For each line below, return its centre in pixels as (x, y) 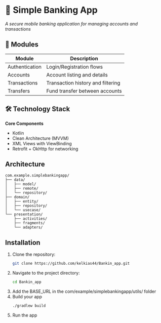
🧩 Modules (22, 45)
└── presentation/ (24, 214)
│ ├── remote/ (22, 189)
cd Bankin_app (27, 282)
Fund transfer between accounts (84, 91)
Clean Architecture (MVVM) (40, 138)
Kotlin (18, 133)
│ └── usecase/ (23, 210)
